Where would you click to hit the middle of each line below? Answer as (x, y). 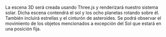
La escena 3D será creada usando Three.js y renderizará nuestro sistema (82, 7)
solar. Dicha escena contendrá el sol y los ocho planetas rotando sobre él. (82, 13)
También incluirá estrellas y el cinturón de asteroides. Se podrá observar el (83, 18)
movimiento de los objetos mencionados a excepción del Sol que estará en (83, 23)
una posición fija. (23, 29)
